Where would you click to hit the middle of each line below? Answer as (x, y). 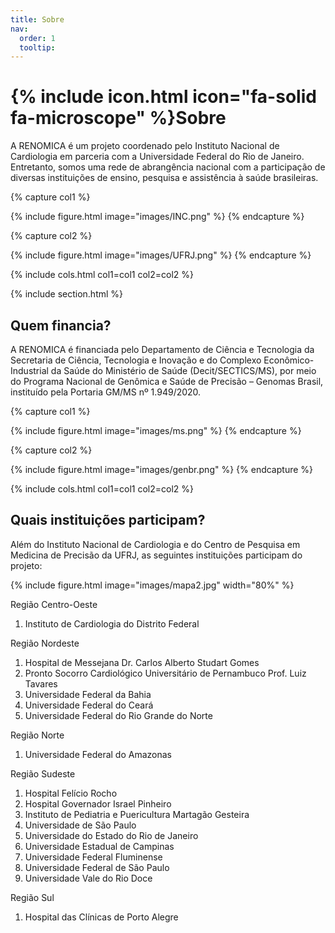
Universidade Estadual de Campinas (99, 846)
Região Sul (32, 897)
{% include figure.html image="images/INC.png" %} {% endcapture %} (157, 217)
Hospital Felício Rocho (71, 793)
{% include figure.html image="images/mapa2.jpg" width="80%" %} (152, 585)
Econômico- (289, 360)
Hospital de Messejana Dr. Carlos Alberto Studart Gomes (142, 662)
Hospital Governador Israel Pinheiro (98, 803)
